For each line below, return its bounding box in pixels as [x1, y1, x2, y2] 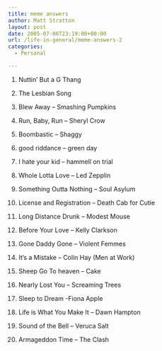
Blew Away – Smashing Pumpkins [18, 102, 116, 111]
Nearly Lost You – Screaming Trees [18, 280, 122, 289]
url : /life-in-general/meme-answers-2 [8, 37, 122, 44]
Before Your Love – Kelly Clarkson [18, 225, 117, 234]
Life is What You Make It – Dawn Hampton [18, 308, 141, 316]
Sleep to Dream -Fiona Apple [18, 294, 103, 302]
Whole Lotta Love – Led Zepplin [18, 171, 111, 179]
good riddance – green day [18, 143, 98, 152]
